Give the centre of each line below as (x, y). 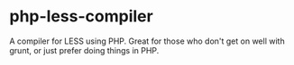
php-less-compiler (81, 16)
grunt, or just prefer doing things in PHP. (84, 50)
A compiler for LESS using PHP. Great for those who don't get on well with (147, 41)
